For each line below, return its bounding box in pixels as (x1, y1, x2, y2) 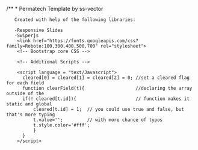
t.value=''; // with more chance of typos (32, 117, 163, 123)
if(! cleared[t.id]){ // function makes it (22, 96, 190, 102)
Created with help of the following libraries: (14, 17, 136, 23)
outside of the (6, 90, 45, 96)
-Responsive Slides (14, 27, 63, 33)
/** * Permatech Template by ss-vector (6, 5, 104, 12)
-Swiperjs (14, 33, 39, 39)
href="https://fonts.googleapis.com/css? (32, 38, 138, 44)
